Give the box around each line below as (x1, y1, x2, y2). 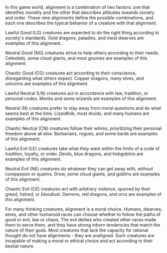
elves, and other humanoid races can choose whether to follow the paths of (5, 211, 161, 217)
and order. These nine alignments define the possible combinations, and (5, 15, 154, 20)
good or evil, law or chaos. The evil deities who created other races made (5, 217, 157, 223)
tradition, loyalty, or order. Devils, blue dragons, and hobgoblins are (5, 151, 144, 157)
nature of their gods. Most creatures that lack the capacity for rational (5, 227, 149, 233)
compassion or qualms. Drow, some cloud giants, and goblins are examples (5, 171, 161, 177)
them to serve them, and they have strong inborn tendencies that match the (5, 222, 161, 228)
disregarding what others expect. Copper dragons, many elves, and (5, 76, 144, 81)
